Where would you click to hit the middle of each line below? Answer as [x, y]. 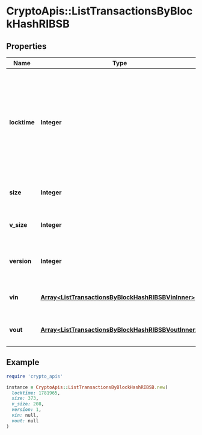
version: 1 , [27, 410]
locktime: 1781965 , [36, 393]
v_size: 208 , [28, 404]
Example [23, 362]
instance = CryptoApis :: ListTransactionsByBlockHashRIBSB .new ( [87, 387]
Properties [26, 46]
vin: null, [25, 415]
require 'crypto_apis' [35, 376]
